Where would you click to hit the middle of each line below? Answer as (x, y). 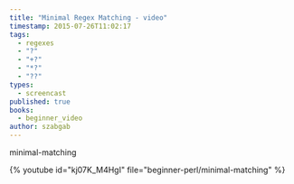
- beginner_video (50, 118)
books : (22, 110)
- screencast (42, 93)
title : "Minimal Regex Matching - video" (89, 18)
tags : (19, 34)
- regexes (36, 43)
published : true (40, 101)
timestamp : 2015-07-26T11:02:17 (70, 26)
